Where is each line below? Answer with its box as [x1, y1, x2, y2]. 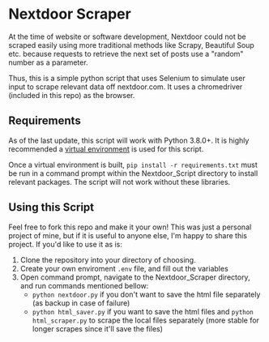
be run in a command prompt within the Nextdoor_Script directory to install [8, 168, 258, 178]
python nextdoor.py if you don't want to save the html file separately [32, 289, 261, 299]
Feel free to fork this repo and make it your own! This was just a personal [8, 222, 252, 232]
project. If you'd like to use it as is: [8, 239, 123, 249]
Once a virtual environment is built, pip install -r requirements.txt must [8, 160, 258, 169]
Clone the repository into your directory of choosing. [19, 254, 196, 264]
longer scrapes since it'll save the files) [32, 323, 164, 333]
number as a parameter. [8, 58, 88, 67]
